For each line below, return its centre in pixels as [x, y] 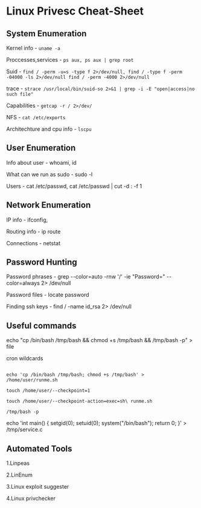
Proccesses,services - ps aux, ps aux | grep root [70, 60]
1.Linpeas [18, 463]
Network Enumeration [49, 205]
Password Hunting [42, 262]
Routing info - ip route [33, 231]
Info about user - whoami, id [41, 162]
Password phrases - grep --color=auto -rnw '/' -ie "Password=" [86, 277]
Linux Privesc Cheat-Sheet [75, 11]
